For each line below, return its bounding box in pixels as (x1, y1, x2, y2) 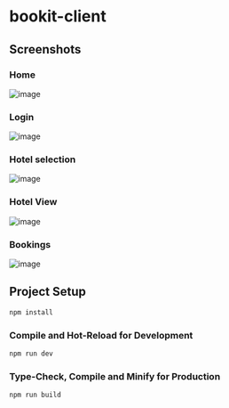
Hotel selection (9, 153, 76, 166)
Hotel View (9, 196, 58, 208)
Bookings (9, 238, 51, 250)
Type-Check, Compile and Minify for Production (9, 370, 221, 382)
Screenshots (9, 42, 82, 57)
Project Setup (9, 284, 87, 299)
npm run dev (9, 349, 53, 358)
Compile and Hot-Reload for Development (9, 329, 193, 341)
